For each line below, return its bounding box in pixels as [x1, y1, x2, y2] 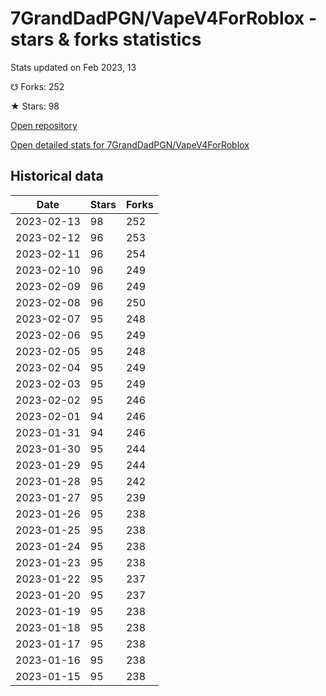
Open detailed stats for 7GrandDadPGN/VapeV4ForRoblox [10, 138, 250, 151]
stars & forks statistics [10, 28, 202, 51]
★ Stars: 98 [10, 100, 60, 112]
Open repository [10, 119, 78, 131]
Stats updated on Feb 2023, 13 [10, 61, 137, 73]
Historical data [10, 168, 104, 185]
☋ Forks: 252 [10, 80, 65, 92]
